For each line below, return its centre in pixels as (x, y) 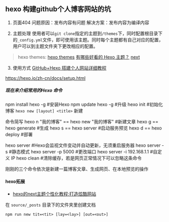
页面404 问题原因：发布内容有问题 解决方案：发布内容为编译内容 (81, 23)
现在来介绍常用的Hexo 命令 (34, 91)
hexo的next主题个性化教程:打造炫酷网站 (54, 194)
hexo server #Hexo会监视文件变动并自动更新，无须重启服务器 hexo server (83, 145)
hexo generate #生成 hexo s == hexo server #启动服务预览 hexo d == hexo (84, 128)
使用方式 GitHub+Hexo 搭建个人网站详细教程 (59, 68)
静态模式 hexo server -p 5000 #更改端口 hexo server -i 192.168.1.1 (80, 151)
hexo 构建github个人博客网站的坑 (58, 9)
